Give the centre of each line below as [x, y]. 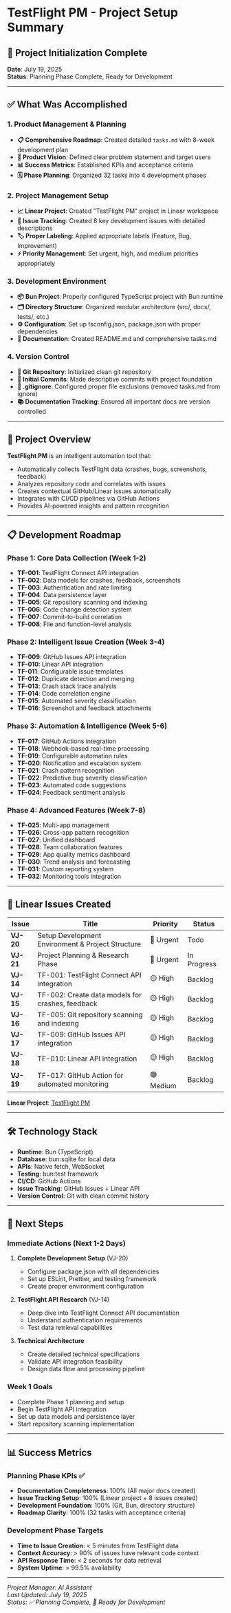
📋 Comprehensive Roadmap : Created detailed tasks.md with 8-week [116, 140]
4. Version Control [38, 357]
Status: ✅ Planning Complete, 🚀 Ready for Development [86, 1602]
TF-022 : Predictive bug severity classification [82, 778]
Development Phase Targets [55, 1530]
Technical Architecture [51, 1341]
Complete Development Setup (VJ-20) [73, 1258]
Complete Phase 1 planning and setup [70, 1402]
